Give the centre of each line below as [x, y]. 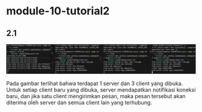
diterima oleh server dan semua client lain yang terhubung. [79, 102]
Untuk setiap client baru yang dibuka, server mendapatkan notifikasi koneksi [101, 90]
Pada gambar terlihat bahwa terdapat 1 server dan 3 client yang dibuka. [95, 83]
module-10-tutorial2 [58, 11]
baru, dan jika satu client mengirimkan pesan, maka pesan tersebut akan [96, 96]
